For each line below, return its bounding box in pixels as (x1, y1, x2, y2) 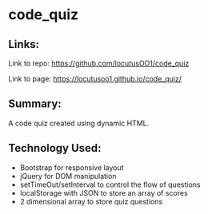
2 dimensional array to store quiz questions (19, 196, 163, 206)
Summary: (8, 97, 62, 111)
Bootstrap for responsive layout (19, 162, 124, 172)
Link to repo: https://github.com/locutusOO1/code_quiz (8, 58, 190, 68)
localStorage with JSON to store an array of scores (19, 188, 188, 197)
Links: (8, 38, 40, 51)
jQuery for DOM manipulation (19, 171, 117, 180)
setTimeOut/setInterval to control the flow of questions (19, 180, 201, 189)
